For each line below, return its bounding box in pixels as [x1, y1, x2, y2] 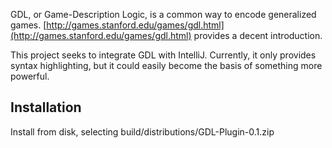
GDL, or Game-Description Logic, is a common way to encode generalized [10, 9, 317, 20]
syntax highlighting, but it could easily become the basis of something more [10, 60, 323, 71]
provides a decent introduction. [193, 30, 323, 41]
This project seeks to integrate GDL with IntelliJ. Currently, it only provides [10, 49, 317, 61]
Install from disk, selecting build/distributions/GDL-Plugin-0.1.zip [10, 125, 275, 138]
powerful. [10, 70, 50, 82]
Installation [10, 99, 82, 116]
